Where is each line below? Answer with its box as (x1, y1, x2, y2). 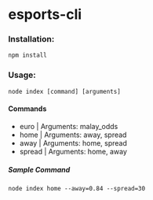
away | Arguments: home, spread (19, 138, 128, 147)
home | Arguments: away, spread (19, 130, 127, 139)
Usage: (8, 69, 37, 80)
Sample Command (8, 165, 71, 174)
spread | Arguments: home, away (19, 146, 128, 156)
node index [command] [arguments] (8, 87, 122, 95)
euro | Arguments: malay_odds (19, 121, 118, 131)
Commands (8, 104, 47, 113)
